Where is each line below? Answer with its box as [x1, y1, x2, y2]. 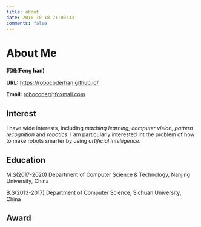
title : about [6, 8, 39, 15]
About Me [6, 46, 57, 60]
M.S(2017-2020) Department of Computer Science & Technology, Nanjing [6, 171, 191, 178]
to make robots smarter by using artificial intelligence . [6, 137, 141, 145]
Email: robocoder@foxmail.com [6, 91, 86, 98]
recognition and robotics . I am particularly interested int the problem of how [6, 131, 195, 138]
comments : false [6, 20, 47, 26]
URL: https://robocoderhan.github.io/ [6, 79, 99, 87]
